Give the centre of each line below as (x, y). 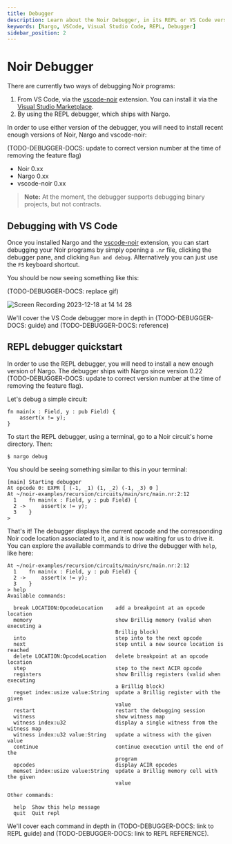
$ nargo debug (28, 456)
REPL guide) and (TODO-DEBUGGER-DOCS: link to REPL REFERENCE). (108, 833)
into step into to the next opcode (108, 638)
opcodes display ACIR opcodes (95, 765)
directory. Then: (30, 444)
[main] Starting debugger (44, 482)
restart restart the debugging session (109, 710)
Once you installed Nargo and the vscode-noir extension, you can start (108, 243)
